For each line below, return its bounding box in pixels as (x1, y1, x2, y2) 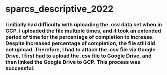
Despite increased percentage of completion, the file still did (5, 40, 155, 47)
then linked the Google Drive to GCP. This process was (5, 59, 141, 66)
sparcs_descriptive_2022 (5, 3, 114, 15)
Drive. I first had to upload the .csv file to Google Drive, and (5, 52, 152, 59)
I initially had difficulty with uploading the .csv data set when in (5, 21, 162, 28)
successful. (5, 65, 35, 72)
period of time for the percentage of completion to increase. (5, 34, 154, 41)
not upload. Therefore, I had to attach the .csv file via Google (5, 46, 156, 53)
